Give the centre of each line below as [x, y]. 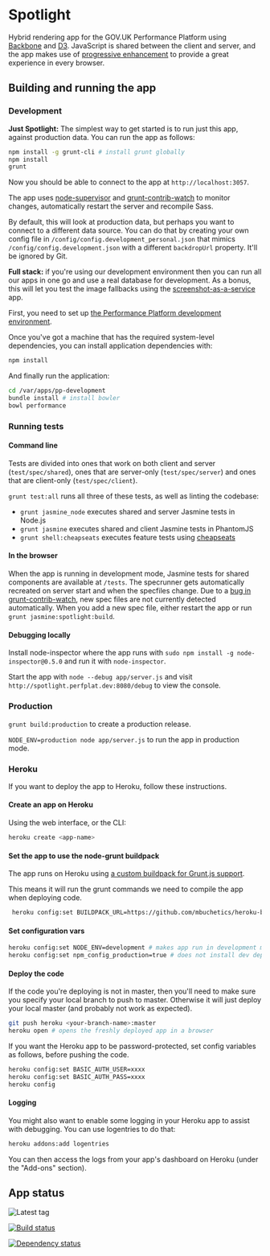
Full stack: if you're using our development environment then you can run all [135, 272]
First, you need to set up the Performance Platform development [115, 313]
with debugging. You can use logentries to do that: [92, 1129]
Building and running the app [82, 88]
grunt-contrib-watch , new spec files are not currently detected [112, 599]
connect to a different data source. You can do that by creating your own [129, 230]
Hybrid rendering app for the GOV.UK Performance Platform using [118, 37]
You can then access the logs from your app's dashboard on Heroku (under [133, 1159]
